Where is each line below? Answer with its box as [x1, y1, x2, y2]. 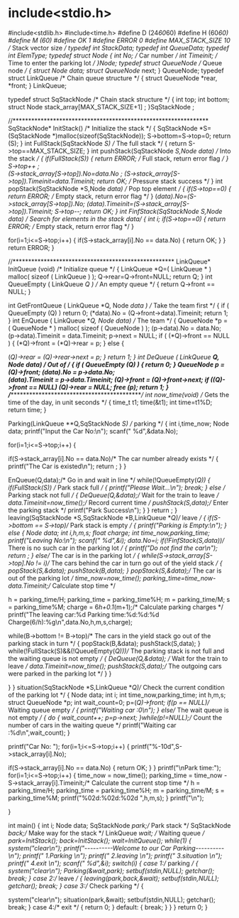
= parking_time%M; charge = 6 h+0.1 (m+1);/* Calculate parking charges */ [8, 603, 224, 611]
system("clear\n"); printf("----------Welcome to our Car [8, 843, 172, 852]
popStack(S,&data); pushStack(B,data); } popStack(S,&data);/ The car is [8, 566, 222, 575]
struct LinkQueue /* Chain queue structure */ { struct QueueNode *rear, [8, 73, 218, 82]
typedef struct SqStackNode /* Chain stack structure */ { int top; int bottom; [8, 94, 230, 104]
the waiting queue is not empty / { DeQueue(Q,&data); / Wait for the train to [8, 654, 228, 662]
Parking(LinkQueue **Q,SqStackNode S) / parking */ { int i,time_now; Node [8, 419, 230, 428]
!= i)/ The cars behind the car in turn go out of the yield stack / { [35, 558, 223, 567]
